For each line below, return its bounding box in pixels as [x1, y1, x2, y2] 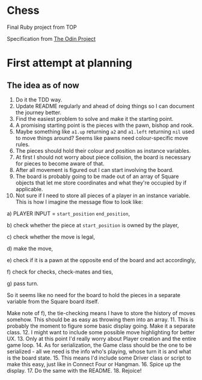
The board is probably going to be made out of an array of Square [15, 173, 179, 180]
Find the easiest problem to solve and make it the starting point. [15, 115, 174, 122]
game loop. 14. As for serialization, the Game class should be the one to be [7, 341, 192, 349]
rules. [15, 141, 30, 148]
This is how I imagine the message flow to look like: [15, 198, 143, 205]
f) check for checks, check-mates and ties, [7, 268, 114, 275]
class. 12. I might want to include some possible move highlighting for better [7, 328, 195, 336]
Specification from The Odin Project [7, 35, 96, 42]
